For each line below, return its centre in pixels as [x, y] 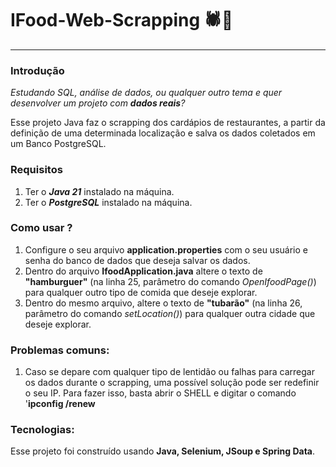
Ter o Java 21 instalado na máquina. [99, 191]
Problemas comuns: [60, 350]
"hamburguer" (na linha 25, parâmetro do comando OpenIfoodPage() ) [170, 281]
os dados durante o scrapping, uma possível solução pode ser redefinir [172, 383]
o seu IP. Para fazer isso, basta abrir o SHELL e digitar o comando [160, 393]
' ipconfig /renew [60, 404]
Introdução [37, 70]
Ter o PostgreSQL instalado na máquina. [108, 202]
